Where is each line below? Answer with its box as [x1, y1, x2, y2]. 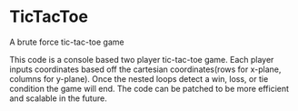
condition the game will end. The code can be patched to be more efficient [9, 83, 289, 94]
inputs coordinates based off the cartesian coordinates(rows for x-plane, [9, 64, 282, 75]
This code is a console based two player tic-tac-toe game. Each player [9, 54, 274, 65]
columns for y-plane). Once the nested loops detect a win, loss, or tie [9, 73, 269, 84]
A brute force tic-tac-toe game [9, 36, 124, 47]
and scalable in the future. [9, 93, 107, 104]
